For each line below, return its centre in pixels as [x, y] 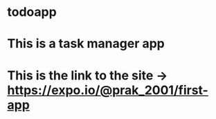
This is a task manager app [86, 44]
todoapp [32, 12]
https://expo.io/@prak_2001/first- [108, 90]
